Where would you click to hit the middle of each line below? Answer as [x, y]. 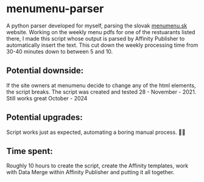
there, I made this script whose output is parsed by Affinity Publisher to [96, 38]
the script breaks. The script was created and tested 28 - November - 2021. [101, 92]
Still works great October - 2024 [47, 98]
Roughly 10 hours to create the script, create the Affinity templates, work [97, 166]
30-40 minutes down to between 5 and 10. [60, 51]
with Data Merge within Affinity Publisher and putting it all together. [90, 172]
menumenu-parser [55, 9]
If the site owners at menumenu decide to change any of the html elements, [101, 85]
